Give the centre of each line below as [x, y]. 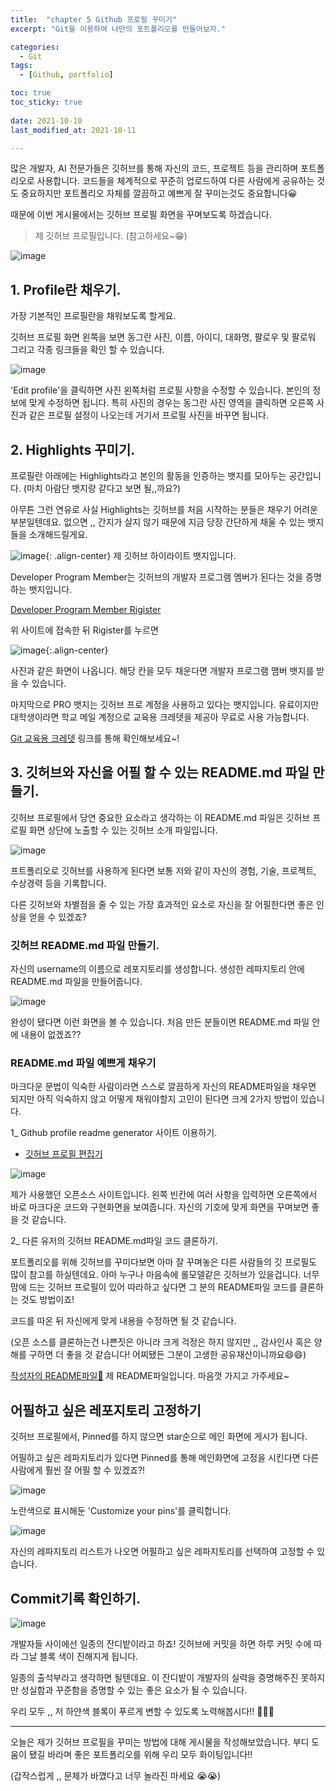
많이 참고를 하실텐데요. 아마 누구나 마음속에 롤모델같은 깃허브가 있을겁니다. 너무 [165, 1275]
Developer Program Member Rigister [86, 609]
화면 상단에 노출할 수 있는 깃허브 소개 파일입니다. [123, 830]
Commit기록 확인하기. [76, 1598]
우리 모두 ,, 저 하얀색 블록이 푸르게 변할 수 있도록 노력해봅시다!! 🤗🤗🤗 [142, 1712]
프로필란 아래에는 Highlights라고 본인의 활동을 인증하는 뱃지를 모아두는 [148, 475]
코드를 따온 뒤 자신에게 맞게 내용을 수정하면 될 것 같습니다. [123, 1321]
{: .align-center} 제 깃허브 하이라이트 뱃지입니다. [141, 555]
